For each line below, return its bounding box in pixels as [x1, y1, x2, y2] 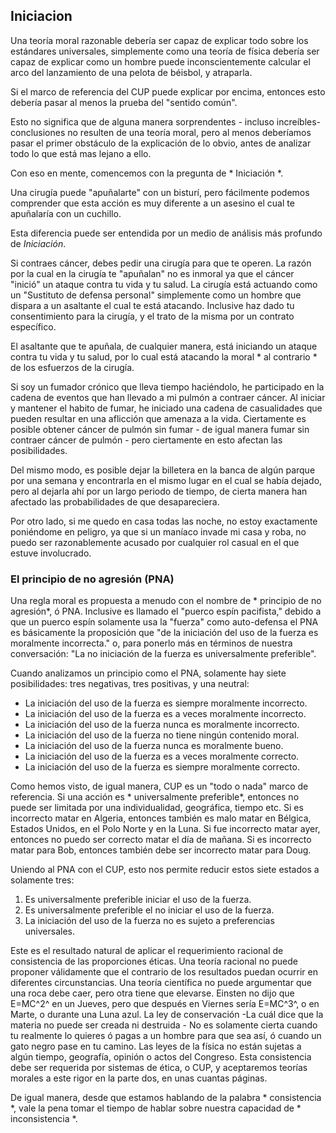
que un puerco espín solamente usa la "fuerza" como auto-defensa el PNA [10, 616, 319, 628]
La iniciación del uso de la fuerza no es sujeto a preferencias [24, 915, 275, 927]
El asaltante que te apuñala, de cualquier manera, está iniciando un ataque [10, 340, 318, 352]
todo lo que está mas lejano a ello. [10, 147, 152, 159]
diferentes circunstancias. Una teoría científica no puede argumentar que [10, 977, 312, 989]
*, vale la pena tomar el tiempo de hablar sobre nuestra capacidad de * [10, 1102, 302, 1114]
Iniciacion [10, 8, 73, 25]
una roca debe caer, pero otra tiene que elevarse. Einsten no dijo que [10, 987, 295, 999]
